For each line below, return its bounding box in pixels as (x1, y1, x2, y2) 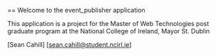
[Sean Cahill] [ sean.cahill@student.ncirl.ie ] (7, 41, 132, 48)
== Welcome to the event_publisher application (7, 6, 145, 14)
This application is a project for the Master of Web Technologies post (7, 20, 209, 27)
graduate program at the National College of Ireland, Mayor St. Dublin (7, 27, 211, 35)
